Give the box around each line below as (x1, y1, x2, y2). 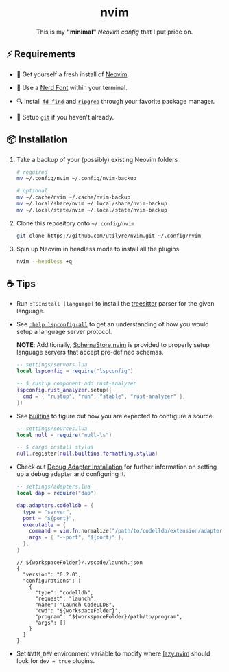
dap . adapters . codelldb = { (16, 502, 94, 509)
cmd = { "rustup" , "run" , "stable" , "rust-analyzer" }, (23, 393, 186, 400)
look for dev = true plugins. (16, 656, 95, 664)
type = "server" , (23, 508, 73, 515)
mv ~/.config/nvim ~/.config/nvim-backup (16, 175, 136, 182)
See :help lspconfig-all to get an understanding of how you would (16, 320, 209, 328)
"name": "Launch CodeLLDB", (34, 601, 115, 608)
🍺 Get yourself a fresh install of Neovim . (16, 70, 130, 78)
